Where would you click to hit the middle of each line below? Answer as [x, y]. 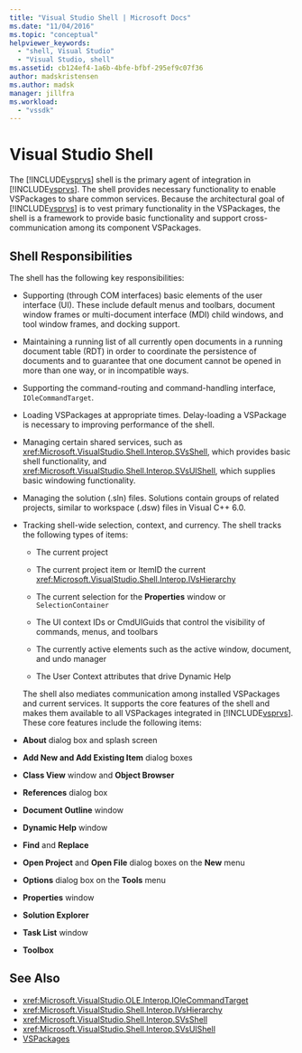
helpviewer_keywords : [50, 43]
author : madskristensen [54, 77]
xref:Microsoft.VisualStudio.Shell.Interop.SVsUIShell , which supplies [149, 471]
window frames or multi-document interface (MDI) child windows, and [153, 314]
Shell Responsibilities [71, 256]
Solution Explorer [55, 915]
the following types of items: [75, 535]
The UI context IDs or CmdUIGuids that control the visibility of [151, 622]
